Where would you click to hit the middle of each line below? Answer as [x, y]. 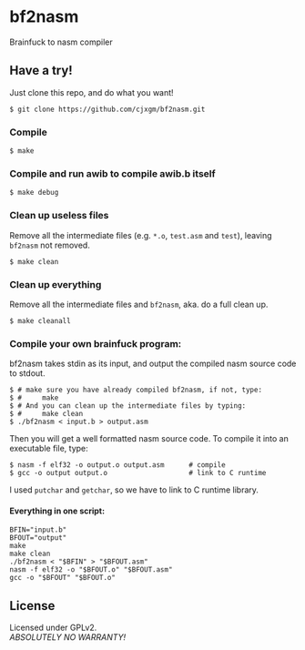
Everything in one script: [57, 511]
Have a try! [41, 71]
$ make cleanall [40, 320]
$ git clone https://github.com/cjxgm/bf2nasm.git [107, 109]
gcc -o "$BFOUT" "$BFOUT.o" [63, 578]
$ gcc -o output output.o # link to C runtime [138, 473]
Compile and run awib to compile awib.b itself [112, 173]
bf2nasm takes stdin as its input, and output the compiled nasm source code [153, 364]
